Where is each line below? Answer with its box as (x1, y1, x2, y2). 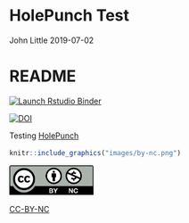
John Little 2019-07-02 (9, 35, 94, 45)
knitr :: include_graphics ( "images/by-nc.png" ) (9, 148, 181, 157)
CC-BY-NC (9, 203, 50, 214)
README (9, 66, 77, 87)
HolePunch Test (9, 5, 130, 26)
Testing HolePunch (9, 130, 79, 141)
